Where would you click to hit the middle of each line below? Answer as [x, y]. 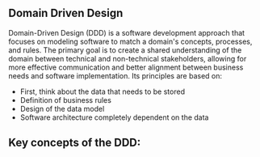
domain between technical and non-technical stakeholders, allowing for [128, 58]
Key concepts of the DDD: [75, 143]
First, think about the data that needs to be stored [103, 91]
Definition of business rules [65, 100]
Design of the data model [62, 108]
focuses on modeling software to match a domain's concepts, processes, [130, 41]
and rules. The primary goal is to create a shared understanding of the [125, 50]
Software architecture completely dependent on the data [114, 117]
